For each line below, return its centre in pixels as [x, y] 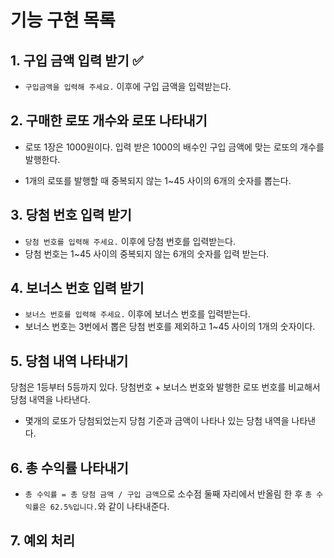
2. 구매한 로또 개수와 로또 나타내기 [109, 121]
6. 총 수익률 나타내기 [69, 467]
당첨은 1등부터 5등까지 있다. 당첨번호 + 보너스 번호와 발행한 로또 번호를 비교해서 [165, 387]
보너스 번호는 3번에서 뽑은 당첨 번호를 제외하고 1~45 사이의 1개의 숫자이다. [170, 327]
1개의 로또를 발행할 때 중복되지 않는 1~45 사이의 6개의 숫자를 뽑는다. [158, 180]
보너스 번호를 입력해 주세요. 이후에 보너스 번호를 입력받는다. [137, 314]
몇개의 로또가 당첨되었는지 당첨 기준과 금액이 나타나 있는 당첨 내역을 [157, 421]
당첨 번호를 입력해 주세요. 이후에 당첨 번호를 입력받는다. [130, 241]
